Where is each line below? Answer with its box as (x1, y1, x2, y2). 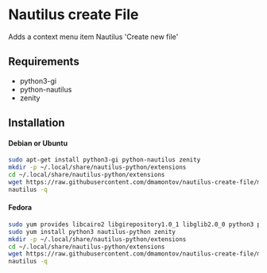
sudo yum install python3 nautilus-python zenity (8, 228, 176, 236)
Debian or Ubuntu (8, 138, 68, 148)
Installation (8, 116, 65, 130)
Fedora (8, 203, 33, 213)
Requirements (8, 55, 79, 68)
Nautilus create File (8, 6, 139, 24)
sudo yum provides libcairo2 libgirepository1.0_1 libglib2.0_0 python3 (8, 220, 254, 228)
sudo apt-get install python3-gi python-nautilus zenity (8, 156, 201, 164)
